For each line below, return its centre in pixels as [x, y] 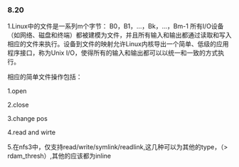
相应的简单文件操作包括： [45, 77]
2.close [18, 105]
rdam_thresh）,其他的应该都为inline [59, 156]
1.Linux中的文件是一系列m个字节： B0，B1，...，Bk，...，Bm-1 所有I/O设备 [116, 26]
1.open [17, 91]
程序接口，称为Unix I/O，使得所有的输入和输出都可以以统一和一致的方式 [113, 53]
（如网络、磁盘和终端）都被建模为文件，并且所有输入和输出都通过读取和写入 [119, 35]
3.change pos [27, 119]
